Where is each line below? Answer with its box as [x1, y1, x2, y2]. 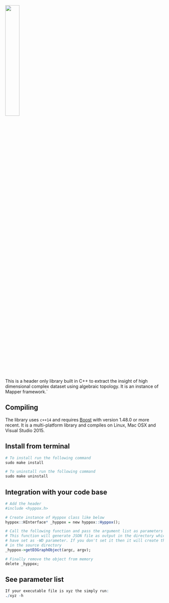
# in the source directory [5, 543, 62, 548]
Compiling [5, 403, 39, 412]
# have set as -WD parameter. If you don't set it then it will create [5, 538, 158, 544]
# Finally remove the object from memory [5, 557, 94, 562]
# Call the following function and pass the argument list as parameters [5, 529, 163, 534]
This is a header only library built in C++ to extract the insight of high [5, 378, 148, 384]
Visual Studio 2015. [5, 427, 45, 433]
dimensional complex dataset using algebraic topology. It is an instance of [5, 383, 159, 389]
